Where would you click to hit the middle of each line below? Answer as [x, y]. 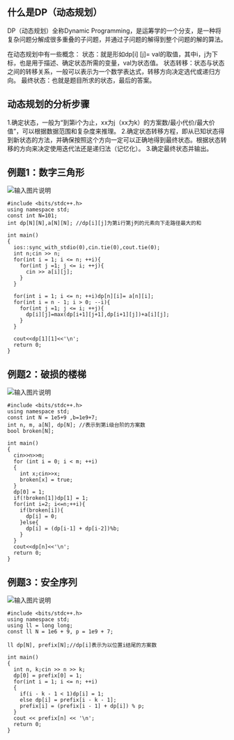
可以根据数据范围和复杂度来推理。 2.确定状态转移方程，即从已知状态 [120, 131]
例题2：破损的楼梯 [47, 374]
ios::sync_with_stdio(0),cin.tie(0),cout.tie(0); [87, 248]
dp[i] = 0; [41, 517]
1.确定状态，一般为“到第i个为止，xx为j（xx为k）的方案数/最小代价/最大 [108, 122]
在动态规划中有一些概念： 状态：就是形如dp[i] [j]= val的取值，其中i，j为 [110, 54]
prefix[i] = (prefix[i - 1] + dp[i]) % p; [82, 706]
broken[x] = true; [46, 480]
